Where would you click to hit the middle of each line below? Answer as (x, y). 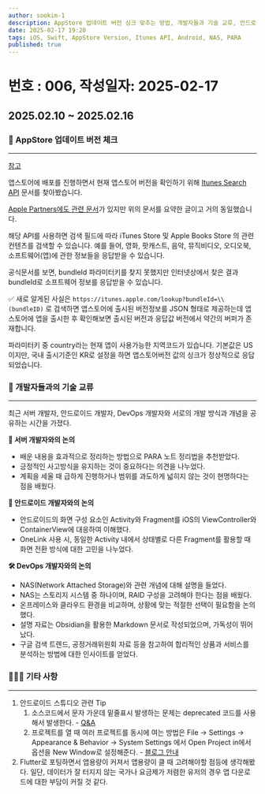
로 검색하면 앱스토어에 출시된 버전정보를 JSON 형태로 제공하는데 (144, 309)
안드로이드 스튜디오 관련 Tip (63, 703)
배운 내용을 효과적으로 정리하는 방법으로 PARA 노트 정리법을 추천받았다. (130, 457)
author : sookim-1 (37, 15)
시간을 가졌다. (50, 423)
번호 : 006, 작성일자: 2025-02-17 (114, 86)
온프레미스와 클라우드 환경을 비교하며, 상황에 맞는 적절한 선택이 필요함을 (130, 605)
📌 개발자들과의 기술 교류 (51, 387)
